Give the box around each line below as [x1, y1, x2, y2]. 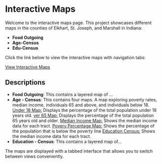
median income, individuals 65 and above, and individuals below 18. [12, 102, 150, 108]
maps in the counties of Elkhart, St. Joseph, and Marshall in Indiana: [5, 25, 142, 31]
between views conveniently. [5, 153, 64, 159]
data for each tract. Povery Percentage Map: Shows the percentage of [12, 123, 155, 129]
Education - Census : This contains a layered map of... [12, 138, 122, 144]
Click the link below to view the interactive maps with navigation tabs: [5, 54, 146, 60]
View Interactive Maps [5, 64, 51, 70]
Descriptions [5, 78, 46, 87]
